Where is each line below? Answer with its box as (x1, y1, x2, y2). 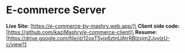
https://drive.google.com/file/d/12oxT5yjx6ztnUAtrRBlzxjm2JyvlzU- (8, 35, 170, 41)
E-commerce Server (6, 3, 106, 17)
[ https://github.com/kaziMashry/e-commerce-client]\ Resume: (6, 28, 158, 35)
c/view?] (6, 41, 27, 48)
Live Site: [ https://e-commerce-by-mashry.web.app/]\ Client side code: (6, 22, 180, 29)
